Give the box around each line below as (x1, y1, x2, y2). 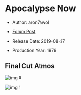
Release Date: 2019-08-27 (12, 38, 65, 44)
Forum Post (12, 28, 36, 34)
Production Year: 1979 (12, 47, 57, 53)
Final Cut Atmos (5, 62, 55, 70)
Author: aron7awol (12, 19, 49, 25)
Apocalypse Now (5, 3, 77, 14)
